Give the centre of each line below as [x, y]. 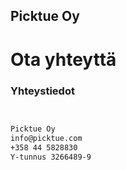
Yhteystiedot [42, 91]
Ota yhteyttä [63, 59]
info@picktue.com [46, 138]
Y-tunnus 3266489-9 [51, 157]
